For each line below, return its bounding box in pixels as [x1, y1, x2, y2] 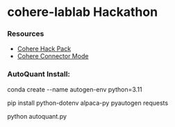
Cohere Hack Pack [17, 44, 72, 53]
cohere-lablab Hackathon [7, 4, 158, 20]
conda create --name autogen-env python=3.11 [7, 85, 142, 94]
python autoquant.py [7, 112, 67, 120]
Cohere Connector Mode [17, 52, 89, 60]
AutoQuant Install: [7, 69, 71, 79]
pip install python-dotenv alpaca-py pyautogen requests [7, 99, 169, 107]
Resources [7, 29, 44, 39]
